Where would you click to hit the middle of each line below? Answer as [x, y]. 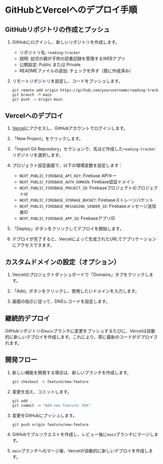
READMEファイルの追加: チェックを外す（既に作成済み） [76, 71]
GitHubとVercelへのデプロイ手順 [71, 10]
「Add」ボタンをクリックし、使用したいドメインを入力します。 [76, 291]
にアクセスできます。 [33, 245]
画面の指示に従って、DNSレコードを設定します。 [61, 301]
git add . [22, 401]
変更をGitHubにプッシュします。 [45, 415]
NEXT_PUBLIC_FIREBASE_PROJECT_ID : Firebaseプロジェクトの [78, 188]
